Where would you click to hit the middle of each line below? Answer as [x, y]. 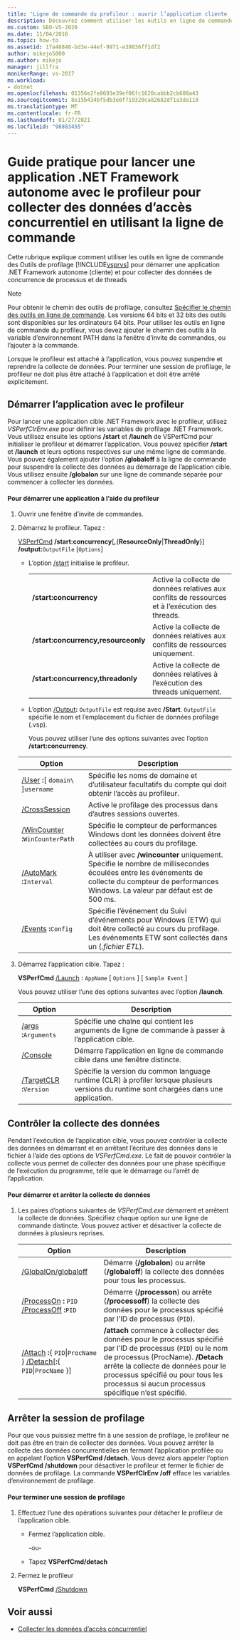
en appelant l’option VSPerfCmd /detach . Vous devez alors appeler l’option [118, 1458]
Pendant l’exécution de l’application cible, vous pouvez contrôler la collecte [117, 1141]
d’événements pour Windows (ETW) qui [154, 920]
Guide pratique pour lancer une [101, 162]
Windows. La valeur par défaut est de [150, 891]
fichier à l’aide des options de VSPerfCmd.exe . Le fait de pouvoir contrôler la [119, 1156]
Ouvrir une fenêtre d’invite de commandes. [80, 514]
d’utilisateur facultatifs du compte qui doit [157, 784]
